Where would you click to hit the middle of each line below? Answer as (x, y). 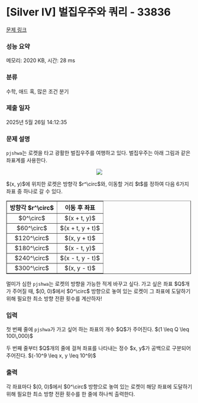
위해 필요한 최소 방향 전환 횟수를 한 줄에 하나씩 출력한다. (71, 394)
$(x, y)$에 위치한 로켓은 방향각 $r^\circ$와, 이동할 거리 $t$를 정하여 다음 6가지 (98, 184)
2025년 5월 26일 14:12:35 (37, 122)
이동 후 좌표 (80, 208)
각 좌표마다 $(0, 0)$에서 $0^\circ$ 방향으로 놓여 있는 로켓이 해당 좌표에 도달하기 (99, 386)
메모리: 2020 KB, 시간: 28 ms (41, 60)
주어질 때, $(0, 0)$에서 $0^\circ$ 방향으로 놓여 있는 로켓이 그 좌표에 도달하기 (101, 291)
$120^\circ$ (32, 238)
